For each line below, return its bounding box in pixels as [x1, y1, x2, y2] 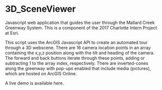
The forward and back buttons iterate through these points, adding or [5, 55, 145, 61]
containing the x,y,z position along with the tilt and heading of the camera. [5, 50, 155, 56]
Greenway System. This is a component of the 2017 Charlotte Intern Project [5, 24, 158, 30]
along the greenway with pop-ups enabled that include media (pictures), [5, 65, 151, 71]
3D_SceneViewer [5, 3, 76, 15]
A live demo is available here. [5, 80, 64, 86]
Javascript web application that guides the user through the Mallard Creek [5, 20, 155, 25]
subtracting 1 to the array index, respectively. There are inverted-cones [5, 60, 148, 66]
